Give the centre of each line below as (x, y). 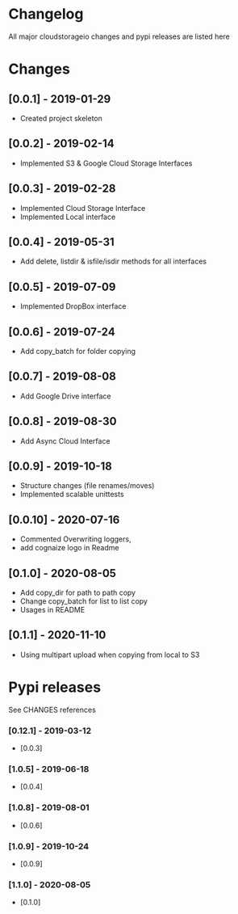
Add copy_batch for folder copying (77, 351)
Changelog (46, 14)
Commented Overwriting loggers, (75, 539)
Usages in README (52, 610)
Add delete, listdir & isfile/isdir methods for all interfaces (113, 261)
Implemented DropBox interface (73, 306)
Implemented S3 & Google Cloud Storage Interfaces (106, 163)
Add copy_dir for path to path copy (77, 593)
